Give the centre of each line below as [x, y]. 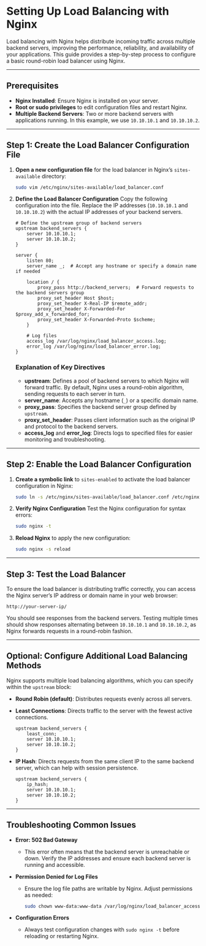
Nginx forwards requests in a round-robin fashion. [70, 631]
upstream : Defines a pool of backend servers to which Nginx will [106, 381]
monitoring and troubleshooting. [65, 439]
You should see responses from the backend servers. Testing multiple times [102, 618]
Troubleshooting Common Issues [71, 825]
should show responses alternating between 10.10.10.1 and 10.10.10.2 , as [101, 624]
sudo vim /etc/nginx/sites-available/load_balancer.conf [90, 187]
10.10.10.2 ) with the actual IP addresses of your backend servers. [99, 212]
